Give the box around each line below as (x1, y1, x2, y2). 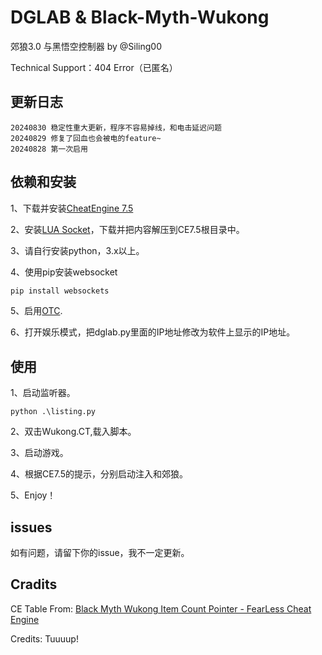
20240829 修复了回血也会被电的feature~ (10, 133, 162, 143)
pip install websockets (10, 286, 110, 296)
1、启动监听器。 (10, 387, 76, 399)
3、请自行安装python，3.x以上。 (10, 244, 145, 256)
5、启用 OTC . (10, 305, 63, 317)
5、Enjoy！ (10, 489, 57, 501)
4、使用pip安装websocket (10, 266, 118, 278)
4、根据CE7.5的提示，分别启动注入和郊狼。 (10, 468, 188, 480)
